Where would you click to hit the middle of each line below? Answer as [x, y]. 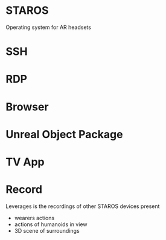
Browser [27, 107]
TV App [25, 162]
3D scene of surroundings [47, 230]
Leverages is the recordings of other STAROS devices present [83, 206]
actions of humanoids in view [51, 224]
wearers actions [34, 218]
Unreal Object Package [64, 134]
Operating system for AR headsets [49, 27]
